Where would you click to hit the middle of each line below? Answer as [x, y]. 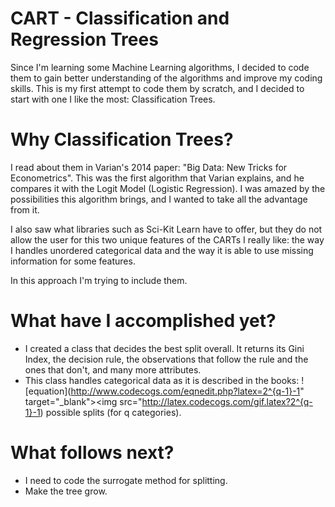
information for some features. [73, 261]
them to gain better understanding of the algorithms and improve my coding [166, 78]
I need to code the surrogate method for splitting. [126, 480]
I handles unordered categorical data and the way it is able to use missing [162, 250]
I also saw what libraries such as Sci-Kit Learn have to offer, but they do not [166, 229]
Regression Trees [84, 39]
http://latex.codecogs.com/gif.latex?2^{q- [227, 401]
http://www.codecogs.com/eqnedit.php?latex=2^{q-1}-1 [185, 391]
